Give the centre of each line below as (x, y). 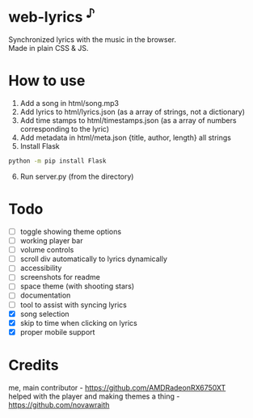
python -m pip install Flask (57, 161)
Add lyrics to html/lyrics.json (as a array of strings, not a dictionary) (132, 112)
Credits (34, 365)
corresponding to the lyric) (65, 129)
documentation (45, 295)
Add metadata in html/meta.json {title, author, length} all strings (126, 137)
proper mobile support (57, 331)
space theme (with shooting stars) (77, 286)
